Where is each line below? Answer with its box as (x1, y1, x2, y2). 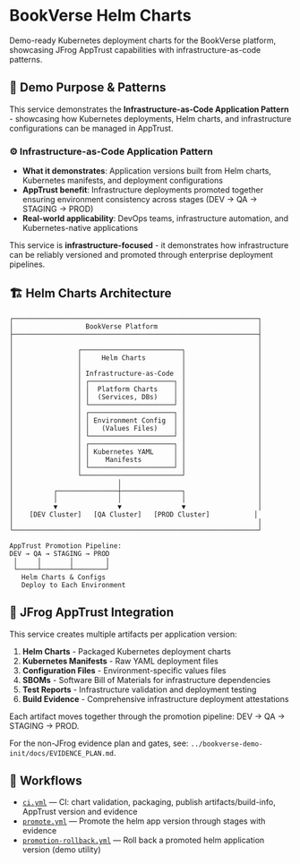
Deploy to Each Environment (21, 580, 126, 589)
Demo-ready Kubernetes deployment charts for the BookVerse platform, (9, 35, 276, 46)
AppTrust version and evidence (21, 807, 138, 817)
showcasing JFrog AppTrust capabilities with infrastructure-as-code (9, 44, 261, 55)
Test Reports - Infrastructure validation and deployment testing (21, 684, 257, 695)
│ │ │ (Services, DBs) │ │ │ (9, 392, 262, 401)
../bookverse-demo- (190, 740, 263, 749)
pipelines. (9, 259, 46, 269)
